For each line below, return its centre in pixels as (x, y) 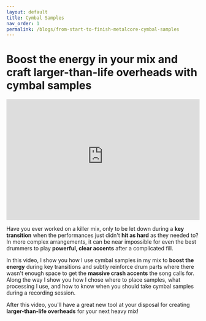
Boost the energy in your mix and (92, 60)
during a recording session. (41, 293)
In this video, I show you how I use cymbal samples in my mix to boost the (100, 260)
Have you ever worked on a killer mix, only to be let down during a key (95, 229)
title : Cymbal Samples (35, 18)
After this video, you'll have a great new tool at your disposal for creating (98, 305)
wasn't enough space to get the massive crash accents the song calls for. (101, 273)
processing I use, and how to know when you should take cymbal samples (100, 287)
